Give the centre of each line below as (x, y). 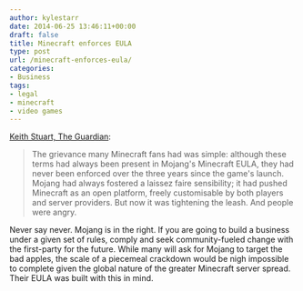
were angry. (54, 212)
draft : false (34, 35)
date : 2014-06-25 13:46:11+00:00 (73, 26)
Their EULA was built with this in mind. (81, 278)
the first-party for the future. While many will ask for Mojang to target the (146, 249)
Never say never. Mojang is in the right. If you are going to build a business (149, 230)
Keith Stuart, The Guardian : (61, 136)
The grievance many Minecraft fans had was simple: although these (159, 155)
